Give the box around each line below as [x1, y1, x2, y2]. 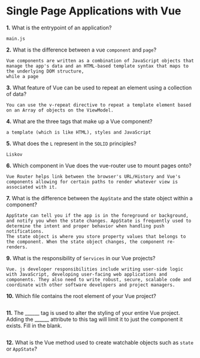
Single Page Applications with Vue [6, 4, 181, 18]
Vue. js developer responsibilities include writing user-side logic [6, 266, 184, 272]
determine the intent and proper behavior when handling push [6, 223, 165, 229]
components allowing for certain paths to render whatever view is [6, 179, 178, 185]
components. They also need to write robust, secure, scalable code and [6, 276, 192, 282]
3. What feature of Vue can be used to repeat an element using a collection [6, 84, 192, 91]
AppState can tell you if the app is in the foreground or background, [6, 212, 189, 218]
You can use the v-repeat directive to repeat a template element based [6, 102, 192, 108]
